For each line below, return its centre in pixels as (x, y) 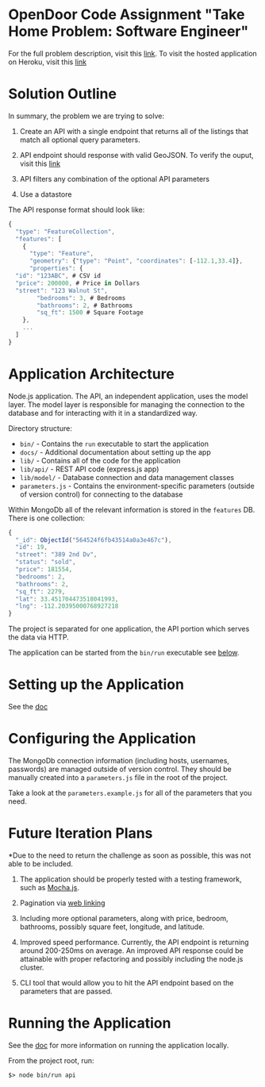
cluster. (32, 967)
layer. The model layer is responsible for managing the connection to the (127, 404)
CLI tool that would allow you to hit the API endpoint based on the (127, 983)
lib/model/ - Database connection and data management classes (127, 477)
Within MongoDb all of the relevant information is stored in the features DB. (132, 509)
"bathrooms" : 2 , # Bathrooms (85, 305)
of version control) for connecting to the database (101, 494)
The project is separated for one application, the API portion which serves (129, 629)
